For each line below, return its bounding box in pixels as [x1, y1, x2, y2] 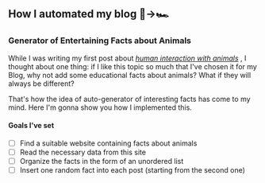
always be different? [8, 79, 75, 88]
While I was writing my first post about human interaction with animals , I [8, 53, 247, 63]
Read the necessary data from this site [19, 147, 147, 157]
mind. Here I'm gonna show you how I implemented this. [8, 103, 192, 112]
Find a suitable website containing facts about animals [19, 138, 198, 148]
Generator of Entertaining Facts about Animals [8, 35, 192, 46]
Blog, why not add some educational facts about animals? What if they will [8, 70, 252, 80]
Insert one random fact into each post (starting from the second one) [19, 165, 246, 175]
